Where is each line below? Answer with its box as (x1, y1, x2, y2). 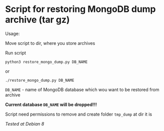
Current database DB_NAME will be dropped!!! (5, 101, 97, 108)
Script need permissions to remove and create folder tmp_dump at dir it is (5, 111, 153, 117)
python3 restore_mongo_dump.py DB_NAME (5, 59, 88, 64)
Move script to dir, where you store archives (5, 40, 95, 46)
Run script (5, 50, 26, 56)
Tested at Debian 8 (5, 121, 45, 127)
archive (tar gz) (5, 14, 70, 25)
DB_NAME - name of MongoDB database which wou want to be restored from (5, 86, 160, 93)
